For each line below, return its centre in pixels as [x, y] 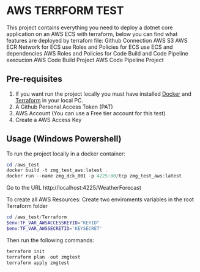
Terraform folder [27, 206]
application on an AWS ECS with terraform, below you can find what [92, 34]
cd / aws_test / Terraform [37, 217]
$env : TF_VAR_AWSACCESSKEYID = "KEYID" [53, 223]
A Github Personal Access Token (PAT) [64, 107]
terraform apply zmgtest [38, 263]
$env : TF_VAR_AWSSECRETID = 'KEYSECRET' [54, 228]
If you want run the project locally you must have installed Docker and [103, 94]
